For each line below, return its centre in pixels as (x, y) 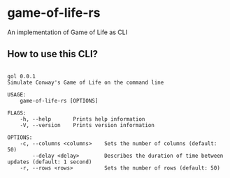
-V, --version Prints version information (87, 125)
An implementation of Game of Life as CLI (67, 32)
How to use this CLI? (53, 54)
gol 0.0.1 (22, 76)
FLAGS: (17, 113)
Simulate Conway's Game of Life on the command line (86, 82)
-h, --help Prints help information (82, 119)
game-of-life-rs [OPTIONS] (59, 101)
